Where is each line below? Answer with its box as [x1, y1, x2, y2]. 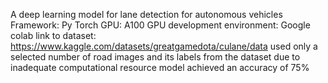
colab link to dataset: [10, 30, 97, 41]
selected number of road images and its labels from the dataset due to [10, 51, 301, 63]
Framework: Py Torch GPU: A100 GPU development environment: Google [10, 19, 311, 31]
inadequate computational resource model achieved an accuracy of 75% [10, 62, 310, 73]
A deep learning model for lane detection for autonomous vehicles [10, 9, 283, 20]
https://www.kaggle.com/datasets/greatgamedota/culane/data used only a [10, 40, 318, 52]
